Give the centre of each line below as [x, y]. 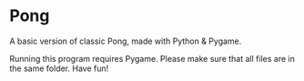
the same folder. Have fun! [59, 68]
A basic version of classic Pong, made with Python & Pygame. [126, 41]
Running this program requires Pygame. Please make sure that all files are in [152, 58]
